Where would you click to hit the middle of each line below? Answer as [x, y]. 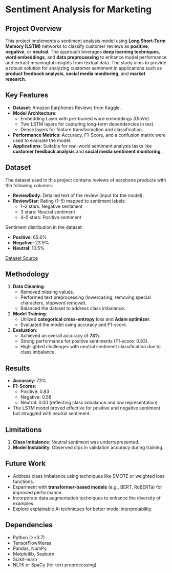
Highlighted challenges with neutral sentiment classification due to [91, 347]
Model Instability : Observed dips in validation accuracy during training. [88, 447]
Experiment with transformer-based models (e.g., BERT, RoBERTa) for [87, 487]
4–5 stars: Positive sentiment [51, 217]
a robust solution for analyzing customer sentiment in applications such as [84, 68]
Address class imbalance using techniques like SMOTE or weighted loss [89, 476]
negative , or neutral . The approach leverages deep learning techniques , [83, 52]
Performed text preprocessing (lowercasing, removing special [85, 297]
